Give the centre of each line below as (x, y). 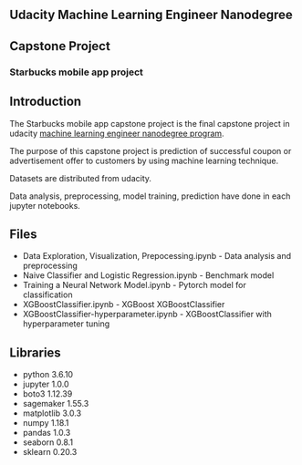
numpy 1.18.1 (46, 423)
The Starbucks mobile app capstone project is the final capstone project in (150, 123)
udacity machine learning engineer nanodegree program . (117, 133)
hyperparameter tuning (66, 324)
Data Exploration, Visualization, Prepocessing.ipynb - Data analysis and (157, 256)
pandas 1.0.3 (47, 433)
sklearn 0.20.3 (50, 452)
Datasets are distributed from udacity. (81, 178)
